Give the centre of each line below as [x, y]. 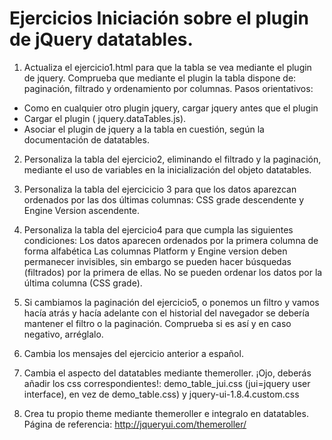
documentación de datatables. [86, 139]
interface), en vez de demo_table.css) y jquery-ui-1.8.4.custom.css [161, 394]
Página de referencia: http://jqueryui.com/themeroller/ [135, 424]
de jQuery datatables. [101, 39]
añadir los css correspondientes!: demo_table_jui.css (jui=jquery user [167, 383]
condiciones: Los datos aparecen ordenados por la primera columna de [171, 240]
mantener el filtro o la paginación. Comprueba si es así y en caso [157, 323]
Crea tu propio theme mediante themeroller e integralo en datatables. [166, 413]
